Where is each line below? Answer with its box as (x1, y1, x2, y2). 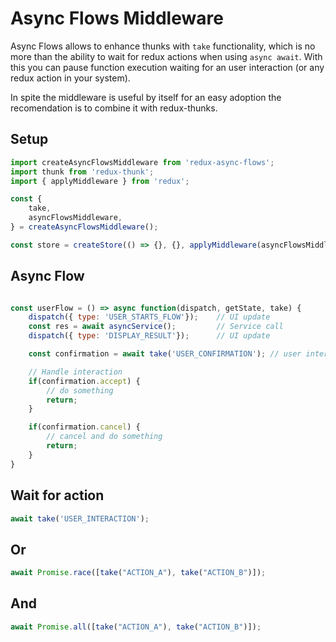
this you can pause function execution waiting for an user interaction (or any (10, 61, 325, 73)
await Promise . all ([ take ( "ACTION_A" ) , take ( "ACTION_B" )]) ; (10, 622, 262, 632)
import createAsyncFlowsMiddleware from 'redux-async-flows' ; (10, 157, 275, 167)
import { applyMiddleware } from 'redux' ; (10, 176, 190, 186)
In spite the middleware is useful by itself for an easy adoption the (10, 91, 282, 103)
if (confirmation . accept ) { (28, 376, 141, 386)
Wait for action (10, 487, 105, 504)
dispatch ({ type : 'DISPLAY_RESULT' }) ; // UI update (28, 331, 271, 341)
